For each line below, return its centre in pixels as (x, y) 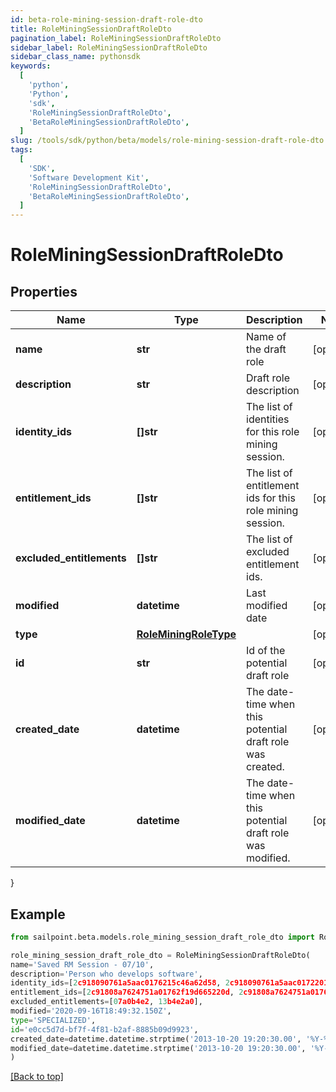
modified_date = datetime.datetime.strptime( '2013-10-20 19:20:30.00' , (158, 1048)
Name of (266, 337)
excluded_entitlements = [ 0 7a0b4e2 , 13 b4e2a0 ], (106, 1002)
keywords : (31, 66)
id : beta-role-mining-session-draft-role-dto (106, 19)
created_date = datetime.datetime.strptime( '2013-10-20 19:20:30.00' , (156, 1039)
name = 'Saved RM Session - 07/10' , (82, 964)
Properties (44, 291)
